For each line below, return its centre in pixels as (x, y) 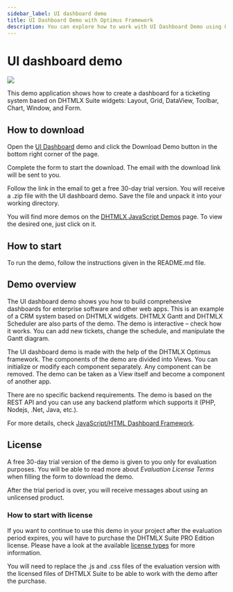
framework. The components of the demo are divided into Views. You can (113, 359)
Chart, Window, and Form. (44, 108)
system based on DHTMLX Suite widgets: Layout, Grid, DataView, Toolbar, (113, 101)
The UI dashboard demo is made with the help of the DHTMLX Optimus (109, 351)
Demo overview (42, 285)
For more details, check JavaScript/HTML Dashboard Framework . (101, 423)
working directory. (33, 203)
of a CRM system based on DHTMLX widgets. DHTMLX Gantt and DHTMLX (115, 316)
